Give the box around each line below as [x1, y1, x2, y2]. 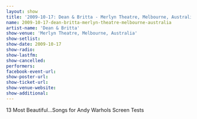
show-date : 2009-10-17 [6, 42, 62, 47]
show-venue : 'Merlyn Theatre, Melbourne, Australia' [6, 30, 138, 36]
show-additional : [6, 90, 49, 96]
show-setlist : [6, 36, 41, 42]
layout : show [6, 8, 38, 15]
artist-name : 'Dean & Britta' [6, 25, 80, 31]
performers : [6, 63, 35, 69]
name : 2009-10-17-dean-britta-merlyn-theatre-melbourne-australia [6, 19, 172, 25]
